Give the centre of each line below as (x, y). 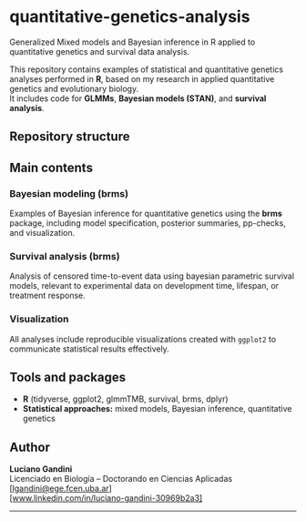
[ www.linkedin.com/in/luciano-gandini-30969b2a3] (106, 498)
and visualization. (42, 233)
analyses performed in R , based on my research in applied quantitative (142, 78)
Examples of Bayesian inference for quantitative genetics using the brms (146, 214)
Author (30, 447)
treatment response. (47, 296)
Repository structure (70, 137)
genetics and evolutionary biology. (74, 88)
